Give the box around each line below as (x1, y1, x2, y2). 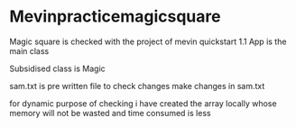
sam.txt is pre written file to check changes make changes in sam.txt (9, 80, 265, 91)
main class (9, 45, 50, 56)
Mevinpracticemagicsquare (9, 6, 221, 27)
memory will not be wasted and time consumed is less (9, 107, 211, 118)
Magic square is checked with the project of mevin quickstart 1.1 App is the (9, 36, 287, 47)
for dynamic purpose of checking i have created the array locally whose (9, 97, 277, 109)
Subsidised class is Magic (9, 63, 106, 74)
